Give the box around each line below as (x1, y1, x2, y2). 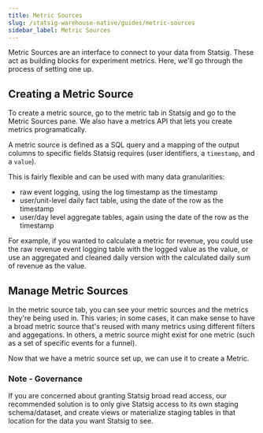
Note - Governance (8, 373, 83, 384)
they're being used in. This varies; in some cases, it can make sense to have (8, 313, 256, 323)
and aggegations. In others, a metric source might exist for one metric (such (8, 330, 255, 339)
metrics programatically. (8, 125, 87, 135)
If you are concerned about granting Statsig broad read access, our (8, 391, 227, 401)
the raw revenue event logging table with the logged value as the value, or (8, 245, 249, 254)
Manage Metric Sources (8, 284, 128, 298)
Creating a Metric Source (8, 87, 134, 101)
